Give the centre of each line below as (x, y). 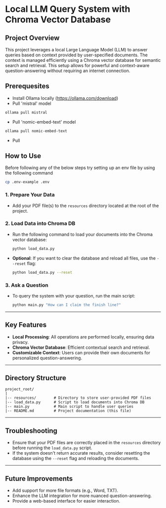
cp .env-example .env (27, 182)
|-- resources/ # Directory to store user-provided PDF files (78, 398)
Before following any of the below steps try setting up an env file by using (80, 168)
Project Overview (32, 38)
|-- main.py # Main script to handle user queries (69, 407)
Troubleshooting (31, 431)
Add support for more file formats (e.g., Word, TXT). (65, 491)
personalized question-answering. (47, 358)
